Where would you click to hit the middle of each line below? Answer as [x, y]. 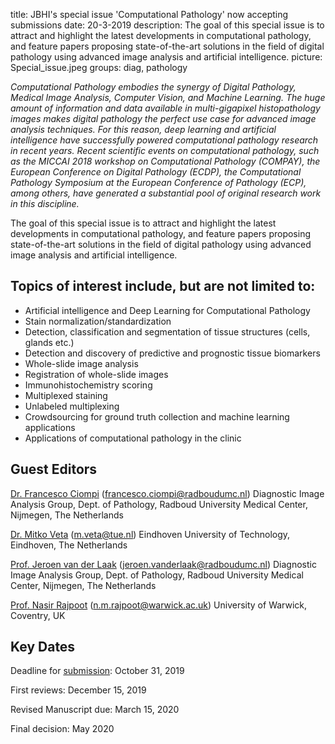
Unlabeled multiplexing [72, 406]
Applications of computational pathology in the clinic [133, 438]
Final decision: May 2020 [62, 729]
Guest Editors [54, 469]
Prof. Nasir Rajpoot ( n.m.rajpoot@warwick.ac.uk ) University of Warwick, [159, 605]
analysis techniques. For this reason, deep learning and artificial [143, 129]
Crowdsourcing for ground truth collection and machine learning [157, 416]
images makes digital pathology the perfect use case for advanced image [163, 118]
